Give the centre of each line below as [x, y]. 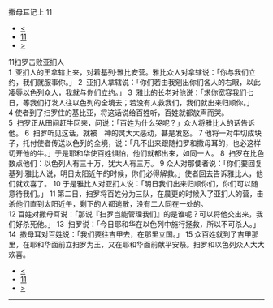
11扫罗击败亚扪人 [37, 62]
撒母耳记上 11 [30, 12]
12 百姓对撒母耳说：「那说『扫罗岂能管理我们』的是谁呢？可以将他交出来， [132, 214]
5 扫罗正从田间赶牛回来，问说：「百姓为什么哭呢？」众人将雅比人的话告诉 [132, 123]
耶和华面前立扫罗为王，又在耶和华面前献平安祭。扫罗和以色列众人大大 [147, 244]
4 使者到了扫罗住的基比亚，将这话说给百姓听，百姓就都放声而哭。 [119, 113]
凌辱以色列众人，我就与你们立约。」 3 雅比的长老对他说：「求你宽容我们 [128, 92]
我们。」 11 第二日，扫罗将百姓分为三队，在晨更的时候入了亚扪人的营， [140, 194]
